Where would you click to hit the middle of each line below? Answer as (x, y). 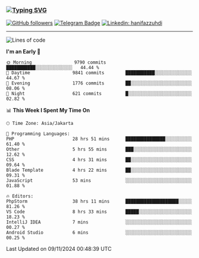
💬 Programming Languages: (38, 134)
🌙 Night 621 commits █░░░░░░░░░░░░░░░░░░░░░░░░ (99, 94)
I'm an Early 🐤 (23, 52)
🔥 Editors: (20, 196)
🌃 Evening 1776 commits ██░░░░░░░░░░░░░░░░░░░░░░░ (99, 83)
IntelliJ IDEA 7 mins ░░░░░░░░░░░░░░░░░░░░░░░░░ (99, 222)
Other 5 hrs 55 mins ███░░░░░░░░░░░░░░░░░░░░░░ (99, 150)
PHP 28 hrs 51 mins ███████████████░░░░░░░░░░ (99, 139)
